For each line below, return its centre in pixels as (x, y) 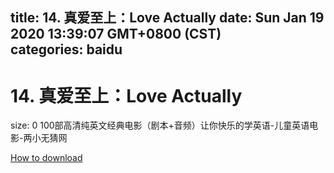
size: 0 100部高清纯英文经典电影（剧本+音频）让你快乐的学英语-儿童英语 (160, 125)
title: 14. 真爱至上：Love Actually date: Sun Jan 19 (167, 18)
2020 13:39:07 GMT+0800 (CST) (116, 34)
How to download (46, 158)
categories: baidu (66, 49)
